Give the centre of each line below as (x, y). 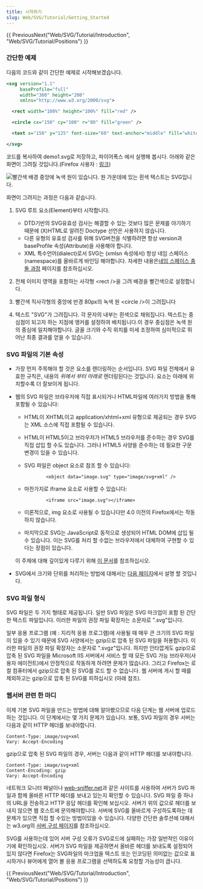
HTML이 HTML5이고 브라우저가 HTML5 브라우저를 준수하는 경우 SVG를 (109, 438)
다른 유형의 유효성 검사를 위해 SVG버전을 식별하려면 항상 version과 (103, 238)
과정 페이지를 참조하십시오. (62, 268)
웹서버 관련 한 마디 (31, 695)
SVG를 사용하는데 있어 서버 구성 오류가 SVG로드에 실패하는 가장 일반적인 (92, 838)
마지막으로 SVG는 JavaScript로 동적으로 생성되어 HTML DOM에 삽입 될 (109, 533)
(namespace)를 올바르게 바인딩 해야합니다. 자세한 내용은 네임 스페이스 (107, 261)
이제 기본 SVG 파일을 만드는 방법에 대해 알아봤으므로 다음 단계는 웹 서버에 (93, 710)
